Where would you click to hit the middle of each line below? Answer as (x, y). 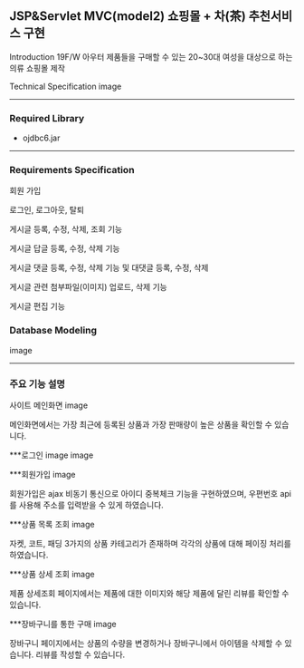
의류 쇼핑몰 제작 (38, 68)
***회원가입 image (43, 474)
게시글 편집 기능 (38, 306)
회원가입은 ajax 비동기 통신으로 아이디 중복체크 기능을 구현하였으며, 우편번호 (144, 494)
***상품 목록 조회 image (52, 524)
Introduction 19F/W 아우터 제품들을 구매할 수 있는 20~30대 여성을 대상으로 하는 (151, 56)
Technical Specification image (66, 86)
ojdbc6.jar (41, 138)
